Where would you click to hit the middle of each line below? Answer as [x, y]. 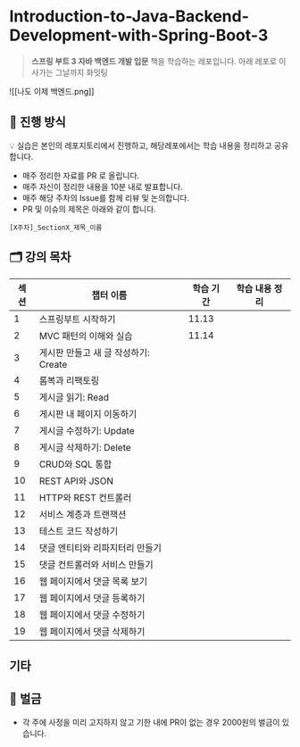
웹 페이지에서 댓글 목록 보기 [93, 581]
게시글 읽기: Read [74, 397]
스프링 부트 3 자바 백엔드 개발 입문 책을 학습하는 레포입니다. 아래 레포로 [154, 61]
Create [53, 364]
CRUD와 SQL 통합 [75, 464]
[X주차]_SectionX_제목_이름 [56, 228]
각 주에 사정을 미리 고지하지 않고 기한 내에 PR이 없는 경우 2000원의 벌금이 [151, 722]
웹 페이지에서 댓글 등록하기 [92, 598]
